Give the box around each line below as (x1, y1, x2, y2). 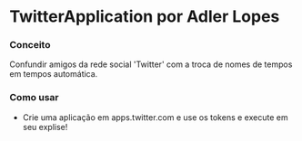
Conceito (9, 39, 51, 52)
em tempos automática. (9, 69, 98, 80)
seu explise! (22, 121, 68, 132)
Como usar (9, 91, 59, 104)
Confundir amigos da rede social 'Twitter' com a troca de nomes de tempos (9, 59, 293, 70)
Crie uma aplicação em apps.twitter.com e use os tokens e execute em (22, 111, 288, 123)
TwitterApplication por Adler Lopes (9, 6, 280, 27)
